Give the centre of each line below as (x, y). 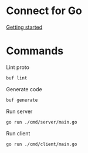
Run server (19, 111)
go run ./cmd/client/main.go (42, 144)
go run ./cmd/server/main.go (42, 122)
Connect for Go (44, 11)
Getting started (24, 27)
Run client (18, 133)
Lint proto (18, 67)
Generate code (24, 89)
